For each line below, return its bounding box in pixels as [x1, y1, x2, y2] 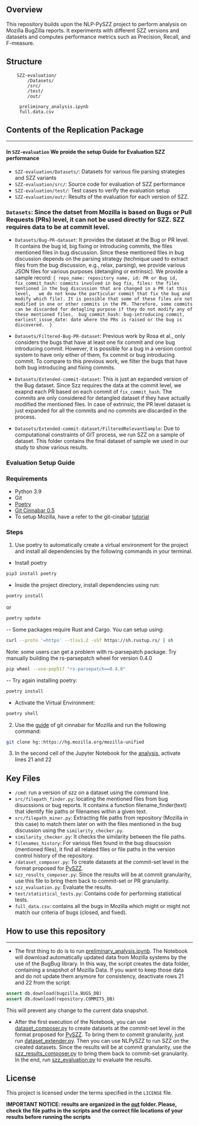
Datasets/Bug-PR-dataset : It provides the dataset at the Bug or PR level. [14, 236, 190, 243]
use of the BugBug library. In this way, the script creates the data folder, [14, 960, 191, 967]
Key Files [6, 773, 40, 783]
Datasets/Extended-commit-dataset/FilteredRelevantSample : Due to [14, 425, 180, 432]
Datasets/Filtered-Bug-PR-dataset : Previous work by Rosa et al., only [14, 332, 185, 339]
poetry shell [6, 710, 38, 716]
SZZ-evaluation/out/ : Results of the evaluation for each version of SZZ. [14, 193, 190, 200]
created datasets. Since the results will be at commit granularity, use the [14, 1043, 191, 1051]
